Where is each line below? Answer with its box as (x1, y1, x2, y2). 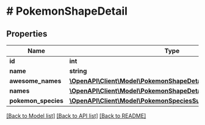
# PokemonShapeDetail (6, 4, 128, 18)
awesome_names (9, 77, 62, 85)
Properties (6, 29, 48, 39)
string (69, 67, 87, 75)
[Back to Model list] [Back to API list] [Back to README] (6, 112, 146, 120)
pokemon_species (9, 96, 64, 105)
